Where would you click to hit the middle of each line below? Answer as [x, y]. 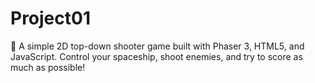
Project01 [50, 18]
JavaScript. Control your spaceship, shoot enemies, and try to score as [156, 56]
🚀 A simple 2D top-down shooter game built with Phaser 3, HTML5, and [157, 46]
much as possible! [48, 67]
